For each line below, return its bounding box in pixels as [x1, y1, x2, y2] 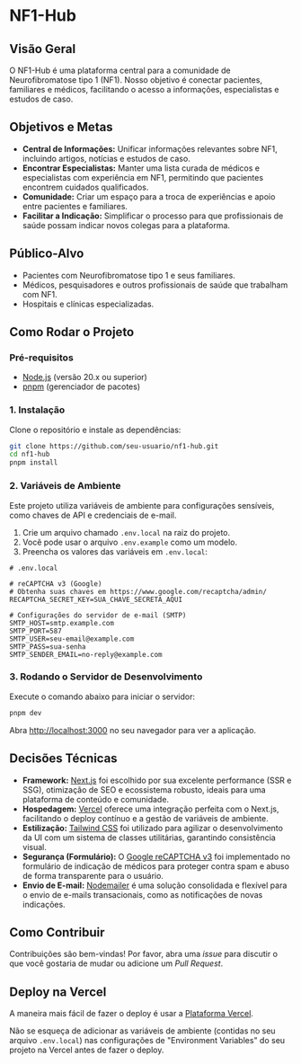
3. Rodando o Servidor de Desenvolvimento [9, 670, 203, 683]
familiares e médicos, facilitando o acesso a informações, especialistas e [9, 84, 279, 94]
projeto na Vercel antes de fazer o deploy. [9, 1044, 164, 1056]
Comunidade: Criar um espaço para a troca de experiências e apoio [22, 191, 276, 202]
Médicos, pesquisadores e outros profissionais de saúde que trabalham [22, 279, 288, 290]
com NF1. [22, 288, 58, 299]
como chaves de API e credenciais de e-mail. [9, 510, 177, 520]
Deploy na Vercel [9, 984, 107, 999]
